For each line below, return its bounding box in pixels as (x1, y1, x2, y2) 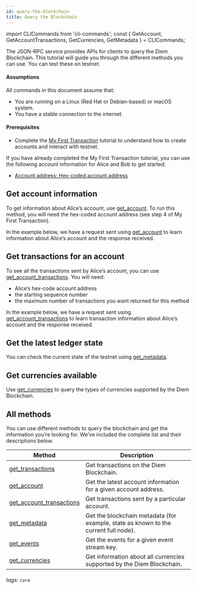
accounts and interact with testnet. (14, 143, 99, 150)
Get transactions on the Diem (85, 461, 166, 469)
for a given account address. (85, 485, 165, 493)
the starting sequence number (14, 291, 88, 298)
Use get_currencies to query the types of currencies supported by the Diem (6, 386, 189, 393)
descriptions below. (6, 437, 54, 444)
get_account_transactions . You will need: (6, 273, 105, 280)
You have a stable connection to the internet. (14, 110, 123, 117)
